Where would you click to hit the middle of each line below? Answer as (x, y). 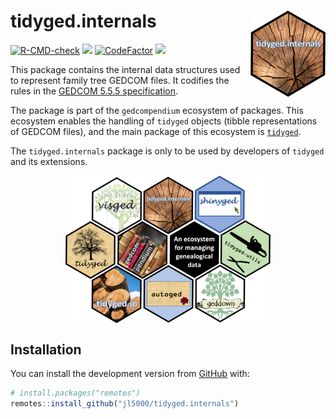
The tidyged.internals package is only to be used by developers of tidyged (167, 151)
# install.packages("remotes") (75, 393)
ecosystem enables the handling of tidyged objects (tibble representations (164, 121)
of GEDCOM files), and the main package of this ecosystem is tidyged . (156, 131)
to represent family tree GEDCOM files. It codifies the (120, 80)
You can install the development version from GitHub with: (130, 374)
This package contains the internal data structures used (125, 69)
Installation (46, 349)
